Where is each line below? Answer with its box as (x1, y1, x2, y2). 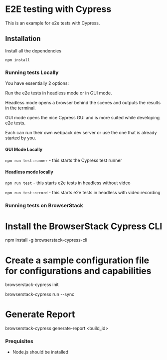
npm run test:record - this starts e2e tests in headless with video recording (5, 190, 161, 196)
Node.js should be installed (12, 349, 69, 355)
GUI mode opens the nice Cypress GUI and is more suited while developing (5, 115, 160, 121)
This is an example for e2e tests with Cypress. (5, 20, 100, 26)
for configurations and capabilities (5, 265, 152, 277)
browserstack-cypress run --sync (5, 291, 75, 298)
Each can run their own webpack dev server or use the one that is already (5, 130, 157, 136)
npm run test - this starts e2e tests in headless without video (5, 180, 131, 186)
